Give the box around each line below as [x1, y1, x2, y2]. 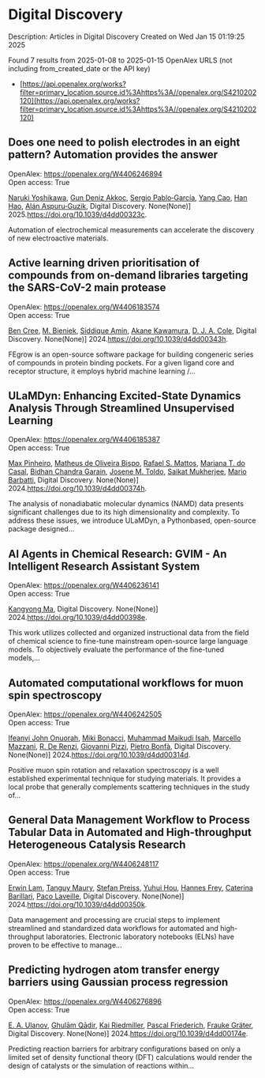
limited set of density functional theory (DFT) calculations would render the [8, 1052, 252, 1061]
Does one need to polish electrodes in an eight [8, 136, 241, 149]
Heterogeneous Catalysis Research [8, 838, 186, 852]
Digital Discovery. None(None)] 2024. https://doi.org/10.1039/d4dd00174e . [8, 1028, 248, 1038]
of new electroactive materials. [8, 233, 109, 243]
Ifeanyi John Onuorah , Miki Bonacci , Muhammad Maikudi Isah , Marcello [8, 733, 241, 743]
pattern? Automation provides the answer [8, 148, 218, 161]
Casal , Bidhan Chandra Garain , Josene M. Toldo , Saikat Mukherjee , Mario [8, 467, 247, 476]
